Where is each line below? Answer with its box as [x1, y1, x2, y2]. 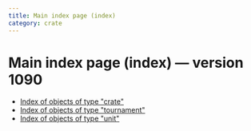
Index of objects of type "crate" [19, 97, 124, 106]
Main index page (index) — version [8, 54, 244, 72]
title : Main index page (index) [8, 11, 116, 20]
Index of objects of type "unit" [19, 113, 120, 124]
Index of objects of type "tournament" [19, 105, 145, 115]
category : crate [8, 19, 62, 27]
